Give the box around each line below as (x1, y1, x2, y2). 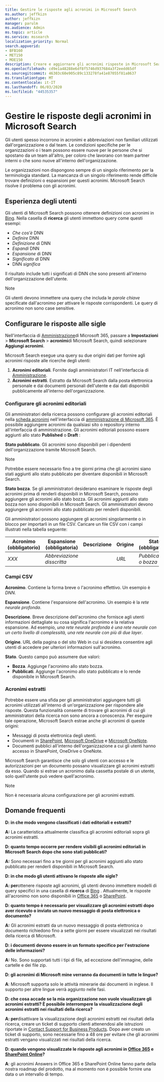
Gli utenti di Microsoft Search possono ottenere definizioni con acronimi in (5, 210, 154, 216)
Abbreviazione (44, 552, 79, 559)
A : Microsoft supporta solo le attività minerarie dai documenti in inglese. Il (5, 981, 153, 987)
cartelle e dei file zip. (5, 962, 47, 968)
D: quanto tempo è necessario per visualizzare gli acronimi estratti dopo (5, 902, 155, 908)
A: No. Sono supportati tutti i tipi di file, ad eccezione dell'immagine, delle (5, 957, 153, 963)
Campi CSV (5, 573, 33, 580)
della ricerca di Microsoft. (5, 933, 57, 938)
